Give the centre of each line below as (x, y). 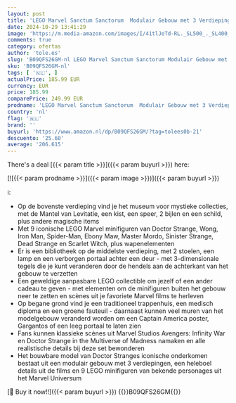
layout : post (26, 14)
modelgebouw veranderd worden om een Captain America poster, (113, 319)
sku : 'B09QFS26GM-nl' (39, 66)
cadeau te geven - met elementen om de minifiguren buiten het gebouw (122, 288)
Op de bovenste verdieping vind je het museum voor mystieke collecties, (123, 206)
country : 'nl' (28, 112)
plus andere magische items (58, 222)
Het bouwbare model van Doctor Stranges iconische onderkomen (113, 356)
